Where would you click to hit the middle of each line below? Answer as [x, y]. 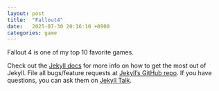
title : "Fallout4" [35, 20]
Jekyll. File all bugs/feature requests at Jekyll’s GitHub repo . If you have [109, 73]
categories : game [32, 33]
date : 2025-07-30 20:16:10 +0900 [59, 26]
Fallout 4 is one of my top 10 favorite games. [70, 52]
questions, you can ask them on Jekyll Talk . [70, 81]
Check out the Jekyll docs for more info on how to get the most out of [107, 65]
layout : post [26, 13]
